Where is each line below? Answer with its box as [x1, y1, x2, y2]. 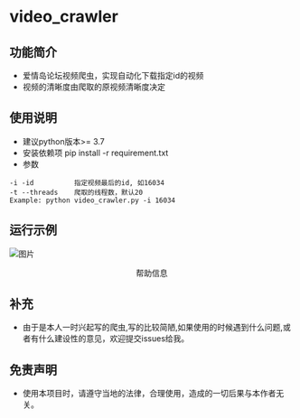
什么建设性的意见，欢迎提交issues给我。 [38, 333, 190, 344]
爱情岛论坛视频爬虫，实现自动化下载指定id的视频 [22, 70, 204, 80]
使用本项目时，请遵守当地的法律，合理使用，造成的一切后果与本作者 [22, 388, 277, 399]
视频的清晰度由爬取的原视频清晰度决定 [22, 81, 165, 92]
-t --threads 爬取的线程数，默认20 [9, 188, 143, 197]
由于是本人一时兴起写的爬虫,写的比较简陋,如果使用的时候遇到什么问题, [22, 322, 283, 333]
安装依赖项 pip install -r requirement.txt [22, 147, 169, 158]
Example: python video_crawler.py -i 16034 [9, 196, 176, 205]
